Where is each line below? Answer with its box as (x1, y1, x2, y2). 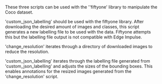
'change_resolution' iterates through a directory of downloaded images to (5, 44, 153, 49)
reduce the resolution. (5, 49, 50, 54)
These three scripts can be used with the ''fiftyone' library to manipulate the (5, 4, 158, 10)
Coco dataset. (5, 9, 34, 15)
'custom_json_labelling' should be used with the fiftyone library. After (5, 19, 144, 24)
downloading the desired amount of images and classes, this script (5, 24, 140, 30)
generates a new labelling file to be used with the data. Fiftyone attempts (5, 29, 151, 34)
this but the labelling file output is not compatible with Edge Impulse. (5, 34, 142, 40)
